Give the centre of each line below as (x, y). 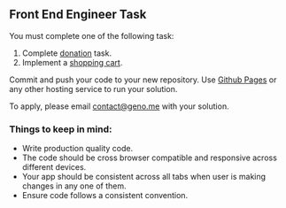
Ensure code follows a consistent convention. (105, 196)
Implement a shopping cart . (72, 62)
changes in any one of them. (74, 186)
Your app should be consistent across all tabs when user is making (144, 177)
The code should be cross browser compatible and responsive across (149, 158)
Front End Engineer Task (78, 15)
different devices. (54, 167)
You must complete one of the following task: (92, 35)
